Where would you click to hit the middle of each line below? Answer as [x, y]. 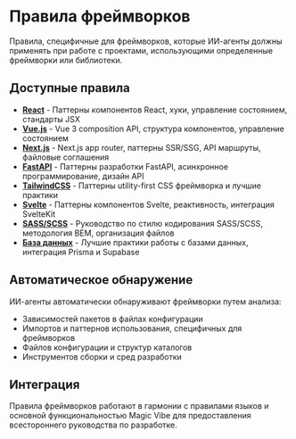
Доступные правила [70, 88]
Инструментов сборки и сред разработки [102, 356]
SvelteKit [39, 214]
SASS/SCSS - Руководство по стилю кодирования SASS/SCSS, [142, 223]
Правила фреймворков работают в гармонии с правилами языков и [139, 406]
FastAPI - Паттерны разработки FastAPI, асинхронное [125, 166]
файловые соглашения [66, 157]
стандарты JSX [51, 119]
